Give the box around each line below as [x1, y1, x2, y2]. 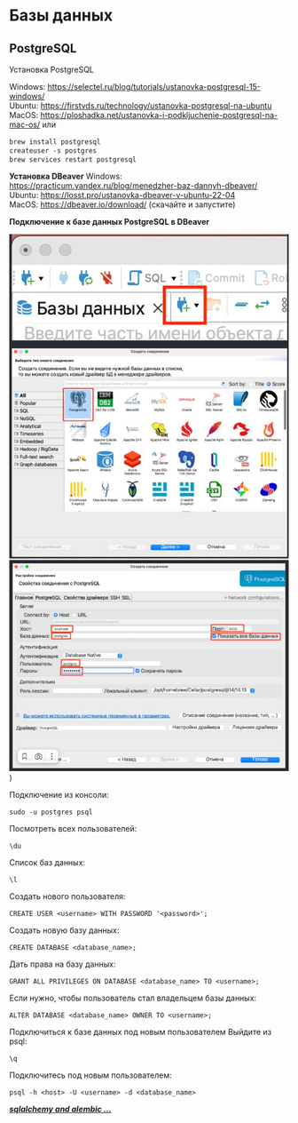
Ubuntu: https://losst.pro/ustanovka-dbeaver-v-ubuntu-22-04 [9, 190, 236, 200]
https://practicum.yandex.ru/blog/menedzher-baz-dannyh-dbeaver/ [9, 180, 258, 191]
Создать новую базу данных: [9, 925, 120, 936]
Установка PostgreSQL [9, 64, 95, 75]
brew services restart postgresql [9, 155, 137, 164]
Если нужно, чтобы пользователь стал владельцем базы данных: [9, 992, 257, 1004]
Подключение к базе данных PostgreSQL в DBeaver [9, 217, 210, 227]
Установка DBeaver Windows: [9, 171, 122, 181]
